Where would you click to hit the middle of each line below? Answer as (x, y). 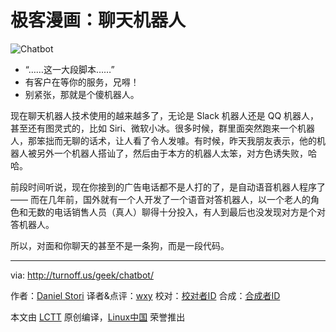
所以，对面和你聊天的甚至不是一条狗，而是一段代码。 (120, 245)
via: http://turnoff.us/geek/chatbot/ (82, 275)
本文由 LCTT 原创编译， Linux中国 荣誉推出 (98, 317)
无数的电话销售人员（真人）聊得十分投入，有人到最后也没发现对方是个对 (176, 212)
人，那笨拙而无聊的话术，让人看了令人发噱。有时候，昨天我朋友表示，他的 (163, 140)
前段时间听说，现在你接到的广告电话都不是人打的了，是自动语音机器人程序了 (168, 187)
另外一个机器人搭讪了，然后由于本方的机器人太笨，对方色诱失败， (172, 153)
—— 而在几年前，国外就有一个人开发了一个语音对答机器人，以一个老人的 (160, 199)
